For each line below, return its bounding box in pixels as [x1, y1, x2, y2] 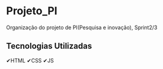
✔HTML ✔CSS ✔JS [6, 57, 55, 64]
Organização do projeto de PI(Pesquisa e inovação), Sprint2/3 [6, 24, 158, 31]
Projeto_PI [6, 4, 57, 18]
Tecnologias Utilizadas [6, 41, 92, 51]
